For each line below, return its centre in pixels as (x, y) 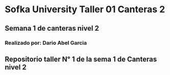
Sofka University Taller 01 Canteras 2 (85, 9)
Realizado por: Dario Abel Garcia (46, 43)
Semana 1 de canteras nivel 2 (52, 28)
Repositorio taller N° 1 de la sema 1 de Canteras (81, 59)
